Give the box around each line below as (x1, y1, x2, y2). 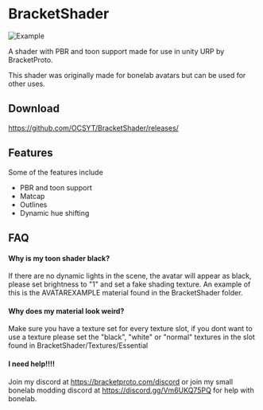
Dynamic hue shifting (19, 208, 90, 217)
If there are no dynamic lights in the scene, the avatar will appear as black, (8, 271, 252, 281)
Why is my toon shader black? (8, 253, 110, 263)
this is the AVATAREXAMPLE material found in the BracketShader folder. (8, 288, 243, 298)
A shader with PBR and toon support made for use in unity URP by (8, 46, 225, 56)
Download (8, 102, 60, 115)
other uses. (8, 79, 45, 88)
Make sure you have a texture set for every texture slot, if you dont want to (8, 324, 253, 334)
